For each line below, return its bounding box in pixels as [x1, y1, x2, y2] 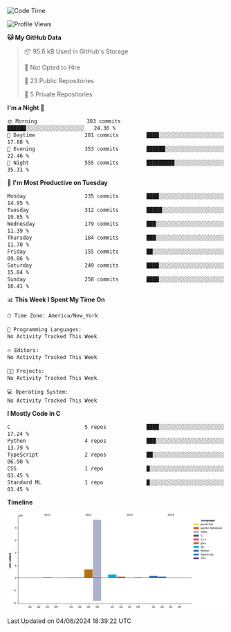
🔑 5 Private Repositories [24, 90, 93, 98]
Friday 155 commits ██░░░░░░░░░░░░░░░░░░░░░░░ [7, 248, 225, 255]
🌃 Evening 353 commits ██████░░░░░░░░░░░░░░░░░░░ [7, 146, 225, 152]
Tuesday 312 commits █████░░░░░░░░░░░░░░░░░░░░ [7, 207, 225, 213]
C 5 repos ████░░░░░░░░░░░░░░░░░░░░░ [7, 423, 225, 430]
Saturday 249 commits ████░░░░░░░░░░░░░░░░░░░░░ [7, 262, 225, 269]
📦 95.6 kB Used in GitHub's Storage [24, 47, 129, 55]
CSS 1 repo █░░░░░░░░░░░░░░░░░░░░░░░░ [7, 465, 225, 472]
